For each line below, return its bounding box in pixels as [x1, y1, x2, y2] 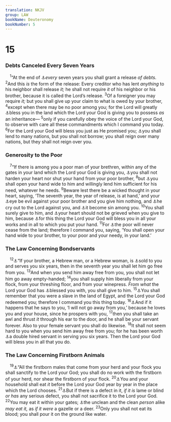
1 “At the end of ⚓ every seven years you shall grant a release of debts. [10, 74, 157, 81]
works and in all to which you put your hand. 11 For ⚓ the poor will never [5, 220, 154, 228]
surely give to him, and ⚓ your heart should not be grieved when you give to [5, 210, 165, 216]
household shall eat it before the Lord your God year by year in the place [5, 381, 158, 387]
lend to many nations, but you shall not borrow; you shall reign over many [5, 133, 160, 139]
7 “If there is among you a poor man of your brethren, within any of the [10, 163, 157, 170]
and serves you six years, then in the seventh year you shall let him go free [5, 263, 163, 269]
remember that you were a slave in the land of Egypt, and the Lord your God [5, 293, 165, 299]
